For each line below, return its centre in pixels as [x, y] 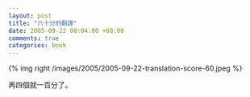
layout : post [30, 16]
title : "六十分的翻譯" [43, 23]
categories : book [37, 46]
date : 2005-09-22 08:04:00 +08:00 [67, 30]
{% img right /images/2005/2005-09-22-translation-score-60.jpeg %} [125, 68]
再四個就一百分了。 [40, 85]
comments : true [34, 38]
